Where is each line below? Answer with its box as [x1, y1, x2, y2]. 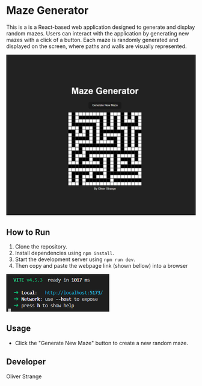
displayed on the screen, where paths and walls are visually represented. [6, 43, 188, 50]
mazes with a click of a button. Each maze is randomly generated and [6, 36, 179, 43]
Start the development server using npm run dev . [14, 256, 135, 263]
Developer [6, 357, 46, 367]
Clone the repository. [14, 243, 67, 250]
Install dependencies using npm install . [14, 249, 114, 256]
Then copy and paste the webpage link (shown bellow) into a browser [14, 262, 188, 269]
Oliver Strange [6, 373, 42, 380]
